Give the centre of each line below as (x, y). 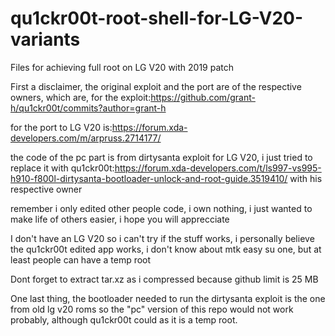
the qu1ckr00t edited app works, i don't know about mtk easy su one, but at (166, 249)
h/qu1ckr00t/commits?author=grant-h (88, 108)
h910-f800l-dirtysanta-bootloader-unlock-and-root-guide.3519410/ (149, 178)
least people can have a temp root (81, 259)
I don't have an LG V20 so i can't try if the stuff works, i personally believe (162, 238)
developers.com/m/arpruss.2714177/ (86, 138)
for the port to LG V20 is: (61, 127)
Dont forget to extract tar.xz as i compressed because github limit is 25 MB (164, 279)
